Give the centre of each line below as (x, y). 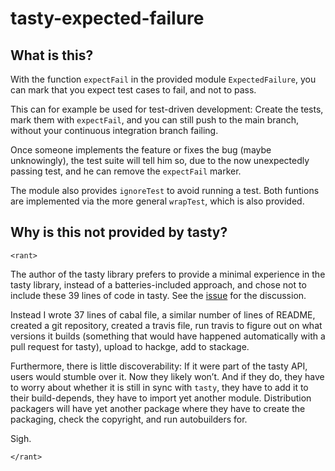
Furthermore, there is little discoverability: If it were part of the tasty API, (159, 366)
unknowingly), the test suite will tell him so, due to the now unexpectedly (160, 160)
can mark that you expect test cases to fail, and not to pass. (133, 90)
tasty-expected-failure (107, 18)
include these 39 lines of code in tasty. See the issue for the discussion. (158, 295)
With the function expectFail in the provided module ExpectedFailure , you (163, 79)
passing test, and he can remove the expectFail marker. (126, 171)
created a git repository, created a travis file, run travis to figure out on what (166, 325)
